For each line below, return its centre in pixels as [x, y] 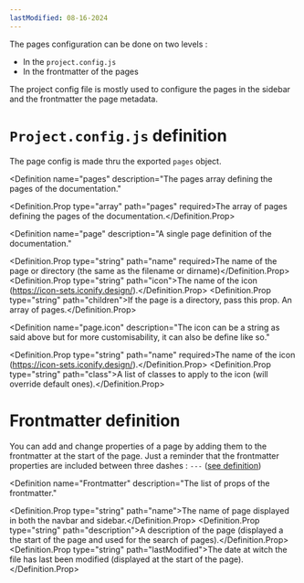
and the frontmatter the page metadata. [84, 99]
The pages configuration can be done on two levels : [109, 44]
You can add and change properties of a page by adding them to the [138, 446]
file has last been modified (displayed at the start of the [113, 559]
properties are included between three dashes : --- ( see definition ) [136, 465]
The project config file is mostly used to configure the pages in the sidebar [150, 89]
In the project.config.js [69, 61]
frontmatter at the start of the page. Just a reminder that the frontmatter [145, 456]
